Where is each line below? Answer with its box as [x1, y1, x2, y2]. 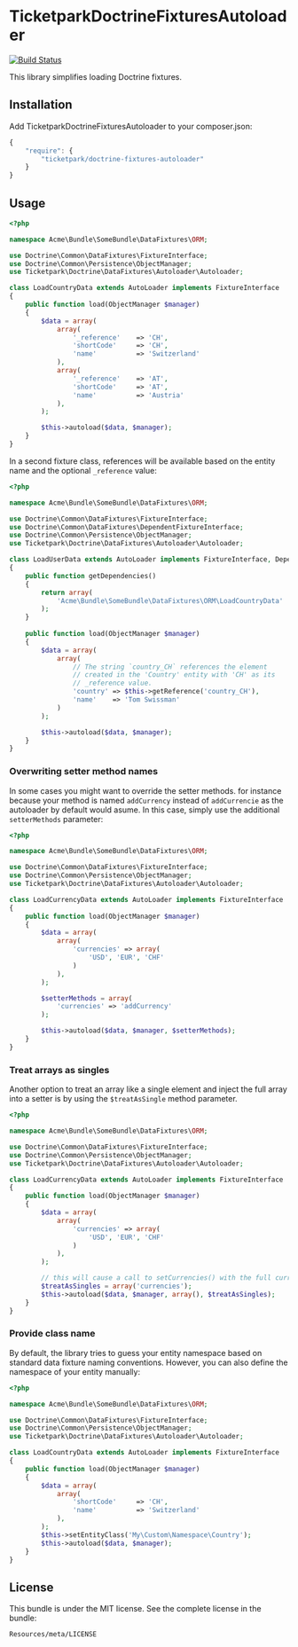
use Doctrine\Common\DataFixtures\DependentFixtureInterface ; [9, 522, 244, 531]
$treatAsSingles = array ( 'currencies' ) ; [41, 1282, 192, 1291]
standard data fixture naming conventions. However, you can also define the [9, 1357, 288, 1368]
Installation [9, 98, 73, 113]
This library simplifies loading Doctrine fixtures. [9, 71, 183, 82]
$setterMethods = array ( [41, 993, 133, 1003]
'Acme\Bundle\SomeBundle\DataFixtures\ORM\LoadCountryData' [56, 596, 284, 605]
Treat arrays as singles [9, 1063, 110, 1076]
